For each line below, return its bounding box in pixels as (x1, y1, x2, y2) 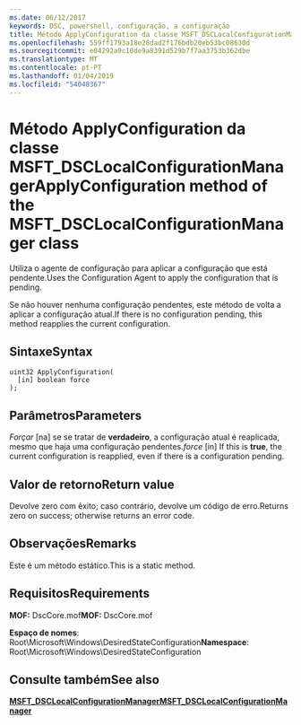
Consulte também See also (9, 672, 159, 687)
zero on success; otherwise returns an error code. (9, 511, 195, 520)
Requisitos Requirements (9, 586, 150, 601)
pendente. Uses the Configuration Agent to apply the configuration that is (9, 272, 279, 283)
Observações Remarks (9, 536, 137, 552)
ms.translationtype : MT (9, 55, 99, 64)
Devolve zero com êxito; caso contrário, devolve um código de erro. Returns (9, 501, 289, 511)
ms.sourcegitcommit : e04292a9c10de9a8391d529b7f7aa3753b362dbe (9, 47, 251, 56)
